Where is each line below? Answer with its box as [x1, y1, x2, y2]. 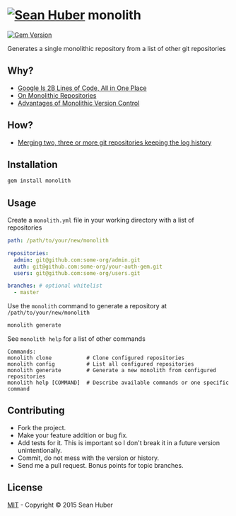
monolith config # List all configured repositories [7, 361, 194, 368]
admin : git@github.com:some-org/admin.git [13, 256, 141, 264]
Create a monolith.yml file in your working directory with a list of [7, 216, 194, 225]
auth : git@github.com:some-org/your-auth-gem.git [13, 263, 163, 270]
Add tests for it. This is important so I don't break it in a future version [17, 438, 220, 447]
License [7, 482, 43, 494]
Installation [7, 158, 58, 170]
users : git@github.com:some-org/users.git [13, 269, 141, 276]
